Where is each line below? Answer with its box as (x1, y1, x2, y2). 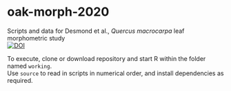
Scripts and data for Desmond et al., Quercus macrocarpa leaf (7, 27, 185, 35)
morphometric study (7, 34, 66, 42)
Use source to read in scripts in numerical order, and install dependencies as (7, 69, 224, 77)
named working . (7, 62, 52, 70)
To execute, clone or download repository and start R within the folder (7, 54, 206, 62)
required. (7, 76, 33, 84)
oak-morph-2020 (7, 4, 110, 20)
